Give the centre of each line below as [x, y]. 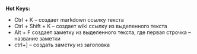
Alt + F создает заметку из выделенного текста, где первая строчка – [102, 32]
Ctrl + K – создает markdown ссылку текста [69, 20]
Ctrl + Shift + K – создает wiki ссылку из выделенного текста [90, 26]
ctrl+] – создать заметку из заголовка [62, 45]
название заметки [37, 38]
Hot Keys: [18, 9]
